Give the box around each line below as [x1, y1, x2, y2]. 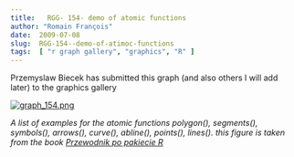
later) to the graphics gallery [10, 82, 117, 93]
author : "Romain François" [10, 22, 113, 31]
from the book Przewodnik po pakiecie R [10, 137, 163, 148]
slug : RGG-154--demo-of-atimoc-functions [10, 38, 174, 48]
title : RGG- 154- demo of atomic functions [10, 13, 186, 23]
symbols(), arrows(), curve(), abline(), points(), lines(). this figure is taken [10, 127, 286, 138]
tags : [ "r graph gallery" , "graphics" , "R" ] [10, 47, 195, 57]
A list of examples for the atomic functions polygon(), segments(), [10, 118, 258, 129]
